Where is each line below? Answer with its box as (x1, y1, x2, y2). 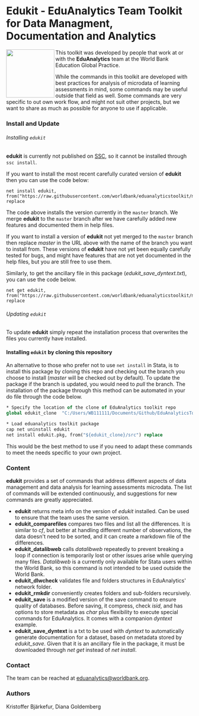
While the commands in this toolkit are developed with (55, 73, 188, 80)
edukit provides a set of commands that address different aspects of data (6, 478, 187, 485)
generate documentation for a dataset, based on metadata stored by (14, 634, 182, 641)
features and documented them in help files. (6, 221, 114, 229)
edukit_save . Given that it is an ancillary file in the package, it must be (14, 640, 185, 647)
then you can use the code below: (6, 177, 89, 184)
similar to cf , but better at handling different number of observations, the (14, 527, 192, 534)
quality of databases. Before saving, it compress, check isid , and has (14, 602, 183, 609)
